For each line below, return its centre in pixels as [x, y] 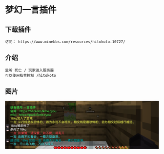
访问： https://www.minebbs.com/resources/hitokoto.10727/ [65, 42]
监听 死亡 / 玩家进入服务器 [30, 70]
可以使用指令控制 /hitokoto [31, 75]
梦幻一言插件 [31, 10]
